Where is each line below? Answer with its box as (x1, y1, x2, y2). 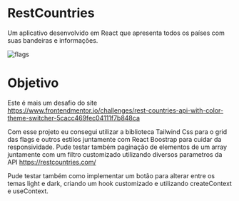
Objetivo (7, 75, 59, 91)
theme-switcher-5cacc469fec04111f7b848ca (7, 113, 141, 122)
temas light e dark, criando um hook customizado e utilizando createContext (7, 179, 232, 187)
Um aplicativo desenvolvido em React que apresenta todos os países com (7, 29, 225, 37)
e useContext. (7, 187, 49, 195)
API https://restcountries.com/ (7, 158, 96, 166)
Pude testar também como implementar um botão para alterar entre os (7, 171, 215, 180)
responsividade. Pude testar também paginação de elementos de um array (7, 143, 227, 151)
